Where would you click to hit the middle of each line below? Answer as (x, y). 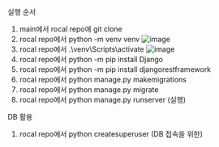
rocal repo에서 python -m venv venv (79, 39)
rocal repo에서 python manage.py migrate (89, 90)
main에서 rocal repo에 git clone (71, 29)
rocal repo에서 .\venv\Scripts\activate (82, 49)
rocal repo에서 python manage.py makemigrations (103, 80)
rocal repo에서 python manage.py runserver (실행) (103, 100)
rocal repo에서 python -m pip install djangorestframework (115, 69)
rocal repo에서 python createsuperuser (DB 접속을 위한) (111, 134)
